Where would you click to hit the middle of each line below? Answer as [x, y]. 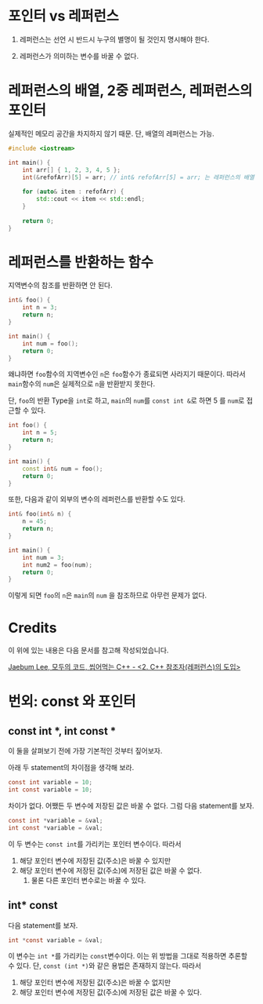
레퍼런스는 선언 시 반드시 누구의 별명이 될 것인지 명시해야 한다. [114, 39]
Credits [32, 628]
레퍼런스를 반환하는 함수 [81, 262]
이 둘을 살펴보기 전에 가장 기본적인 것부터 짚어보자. [85, 751]
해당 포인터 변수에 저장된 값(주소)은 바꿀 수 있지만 [95, 860]
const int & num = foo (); [63, 469]
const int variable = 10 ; [50, 783]
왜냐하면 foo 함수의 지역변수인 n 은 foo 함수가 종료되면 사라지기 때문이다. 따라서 [127, 374]
